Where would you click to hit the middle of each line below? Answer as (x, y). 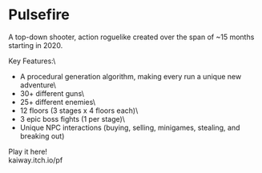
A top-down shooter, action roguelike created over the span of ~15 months (131, 37)
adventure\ (38, 85)
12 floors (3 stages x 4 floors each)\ (79, 111)
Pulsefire (39, 15)
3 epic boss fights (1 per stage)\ (73, 119)
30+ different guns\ (52, 93)
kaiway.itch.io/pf (36, 160)
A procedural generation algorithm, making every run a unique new (131, 76)
